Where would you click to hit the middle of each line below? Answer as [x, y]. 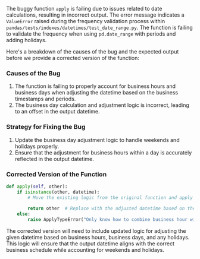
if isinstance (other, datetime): [58, 192]
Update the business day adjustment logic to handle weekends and [97, 140]
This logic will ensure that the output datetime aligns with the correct [90, 244]
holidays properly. [37, 146]
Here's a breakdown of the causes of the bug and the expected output [93, 52]
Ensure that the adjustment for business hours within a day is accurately [103, 152]
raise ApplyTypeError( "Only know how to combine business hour [107, 220]
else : [24, 214]
